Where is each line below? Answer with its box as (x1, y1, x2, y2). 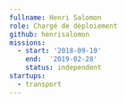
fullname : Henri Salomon (9, 13, 102, 22)
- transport (17, 80, 63, 89)
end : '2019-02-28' (25, 55, 98, 64)
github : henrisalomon (9, 30, 90, 39)
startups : (9, 72, 46, 81)
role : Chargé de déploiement (9, 21, 118, 30)
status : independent (25, 64, 102, 73)
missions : (9, 38, 46, 47)
